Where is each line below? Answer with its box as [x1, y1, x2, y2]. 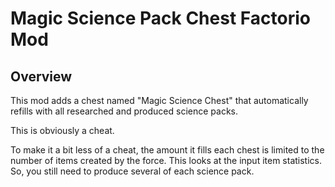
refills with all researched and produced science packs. [10, 105, 238, 117]
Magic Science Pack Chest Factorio [10, 7, 311, 30]
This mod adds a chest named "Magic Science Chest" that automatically [10, 95, 309, 106]
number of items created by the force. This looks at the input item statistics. [10, 155, 323, 166]
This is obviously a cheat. [10, 125, 115, 136]
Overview [10, 68, 73, 85]
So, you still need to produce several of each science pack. [10, 165, 255, 177]
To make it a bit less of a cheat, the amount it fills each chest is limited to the [10, 144, 325, 156]
